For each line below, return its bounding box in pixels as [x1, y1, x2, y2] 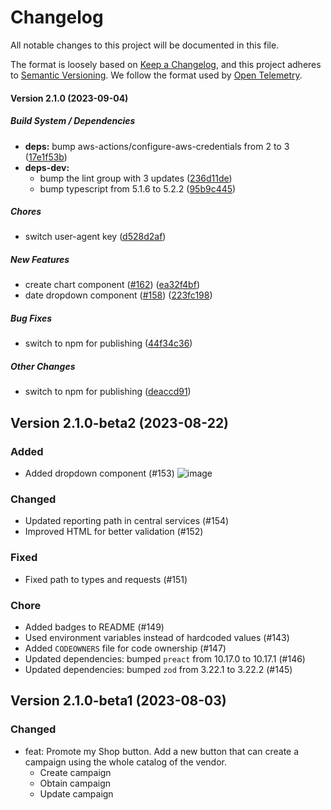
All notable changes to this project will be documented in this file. [10, 39, 280, 51]
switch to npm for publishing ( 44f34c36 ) [24, 337, 193, 350]
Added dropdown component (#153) [24, 467, 175, 480]
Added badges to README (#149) [24, 621, 165, 633]
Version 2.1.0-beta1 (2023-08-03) [10, 692, 227, 710]
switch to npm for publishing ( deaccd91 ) [24, 386, 192, 398]
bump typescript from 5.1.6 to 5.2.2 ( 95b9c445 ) [39, 182, 237, 195]
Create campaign [39, 766, 112, 778]
